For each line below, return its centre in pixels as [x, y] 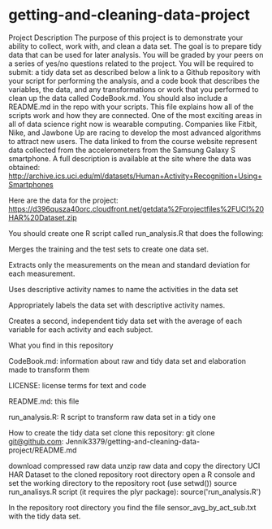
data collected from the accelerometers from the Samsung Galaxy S [122, 150]
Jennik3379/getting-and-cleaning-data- [133, 441]
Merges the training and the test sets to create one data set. [109, 249]
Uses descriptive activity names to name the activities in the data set [123, 289]
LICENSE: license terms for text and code [78, 385]
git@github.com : [36, 441]
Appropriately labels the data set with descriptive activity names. [117, 305]
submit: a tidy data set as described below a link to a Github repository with [134, 72]
